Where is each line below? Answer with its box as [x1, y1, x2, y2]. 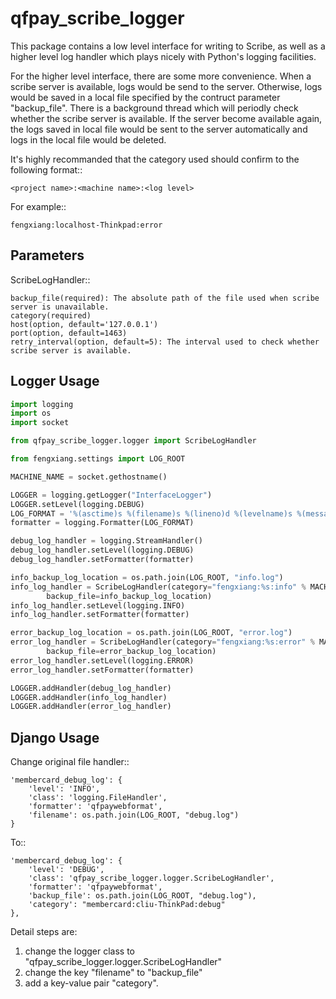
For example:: [10, 200, 67, 212]
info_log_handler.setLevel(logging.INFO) [10, 600, 186, 611]
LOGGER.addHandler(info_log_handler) [10, 692, 168, 702]
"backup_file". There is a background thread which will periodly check [10, 102, 299, 114]
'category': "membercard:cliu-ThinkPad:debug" [28, 900, 226, 910]
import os [10, 408, 52, 419]
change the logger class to [24, 945, 135, 957]
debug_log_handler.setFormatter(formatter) [10, 555, 195, 565]
